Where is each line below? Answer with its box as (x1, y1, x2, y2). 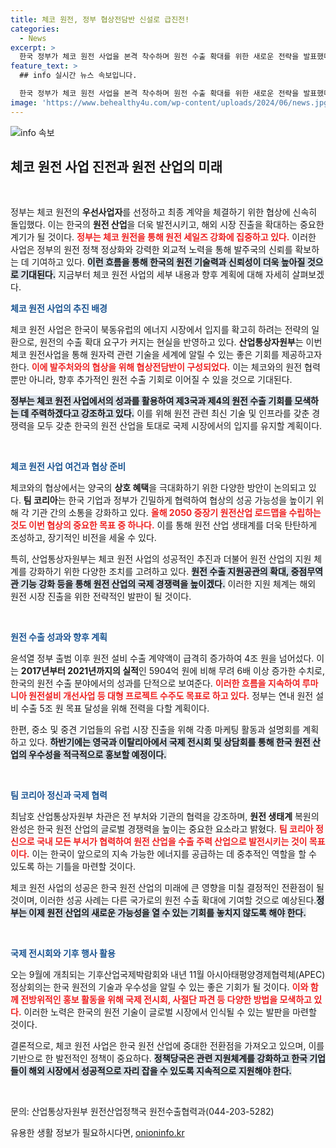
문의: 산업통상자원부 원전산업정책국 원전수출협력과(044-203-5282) (10, 1106, 275, 1118)
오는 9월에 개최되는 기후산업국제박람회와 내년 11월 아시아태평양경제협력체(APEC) (10, 969, 326, 981)
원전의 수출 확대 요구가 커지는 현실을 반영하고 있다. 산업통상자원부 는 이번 (39, 336, 323, 348)
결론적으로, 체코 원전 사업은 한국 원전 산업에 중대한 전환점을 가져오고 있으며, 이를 (10, 1040, 325, 1052)
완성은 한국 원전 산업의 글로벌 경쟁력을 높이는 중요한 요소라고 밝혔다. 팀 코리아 (10, 823, 314, 835)
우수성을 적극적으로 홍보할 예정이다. (28, 749, 167, 761)
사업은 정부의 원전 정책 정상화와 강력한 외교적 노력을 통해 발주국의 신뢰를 (10, 244, 293, 256)
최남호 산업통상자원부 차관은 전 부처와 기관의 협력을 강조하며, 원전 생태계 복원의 (10, 811, 320, 823)
